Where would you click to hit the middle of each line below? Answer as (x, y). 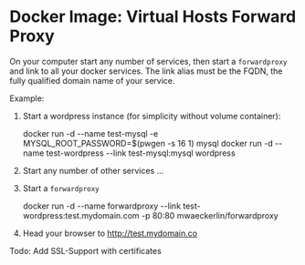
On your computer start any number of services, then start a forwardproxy (148, 61)
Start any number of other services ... (93, 170)
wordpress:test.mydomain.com (81, 215)
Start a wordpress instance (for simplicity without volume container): (152, 116)
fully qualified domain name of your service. (92, 80)
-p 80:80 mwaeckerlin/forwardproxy (210, 215)
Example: (27, 98)
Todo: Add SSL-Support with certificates (85, 250)
